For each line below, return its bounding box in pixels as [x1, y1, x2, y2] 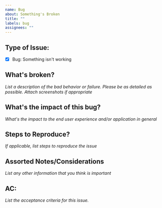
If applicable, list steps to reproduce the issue [5, 143, 97, 149]
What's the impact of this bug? [5, 103, 101, 111]
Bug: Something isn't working [12, 56, 72, 62]
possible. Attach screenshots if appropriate [5, 89, 93, 95]
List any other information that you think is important [5, 170, 111, 176]
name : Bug [5, 7, 25, 12]
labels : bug [5, 21, 29, 26]
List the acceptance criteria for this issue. [5, 197, 89, 203]
